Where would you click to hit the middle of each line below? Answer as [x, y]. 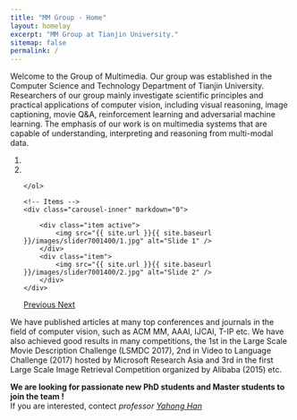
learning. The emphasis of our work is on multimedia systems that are [139, 124]
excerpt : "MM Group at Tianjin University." [94, 34]
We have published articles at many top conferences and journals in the [142, 322]
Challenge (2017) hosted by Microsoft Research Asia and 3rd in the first [142, 360]
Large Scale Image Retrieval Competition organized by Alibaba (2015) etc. [146, 370]
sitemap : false [38, 43]
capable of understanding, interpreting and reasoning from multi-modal [142, 133]
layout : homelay [40, 26]
